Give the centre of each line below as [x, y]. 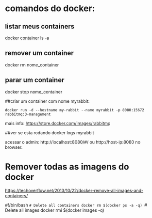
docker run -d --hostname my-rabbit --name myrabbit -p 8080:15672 [75, 110]
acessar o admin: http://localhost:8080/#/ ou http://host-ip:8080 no [73, 142]
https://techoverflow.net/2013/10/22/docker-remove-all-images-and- [74, 190]
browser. [14, 147]
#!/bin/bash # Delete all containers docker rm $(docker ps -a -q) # [76, 205]
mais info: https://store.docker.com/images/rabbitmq [58, 123]
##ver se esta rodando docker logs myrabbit [50, 132]
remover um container [39, 53]
